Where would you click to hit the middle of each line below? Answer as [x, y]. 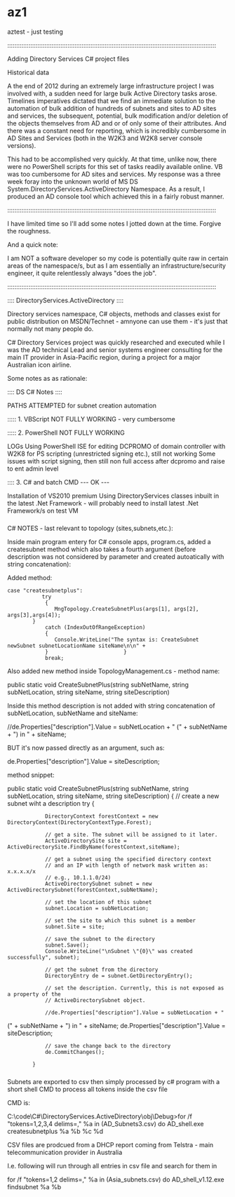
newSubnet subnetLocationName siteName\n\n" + [76, 646]
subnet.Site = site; [75, 927]
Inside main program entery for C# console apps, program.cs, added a [109, 542]
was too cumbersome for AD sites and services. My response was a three [114, 174]
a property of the [34, 994]
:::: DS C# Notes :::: [35, 392]
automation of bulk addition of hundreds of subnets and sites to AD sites [112, 108]
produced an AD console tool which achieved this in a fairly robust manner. [116, 196]
